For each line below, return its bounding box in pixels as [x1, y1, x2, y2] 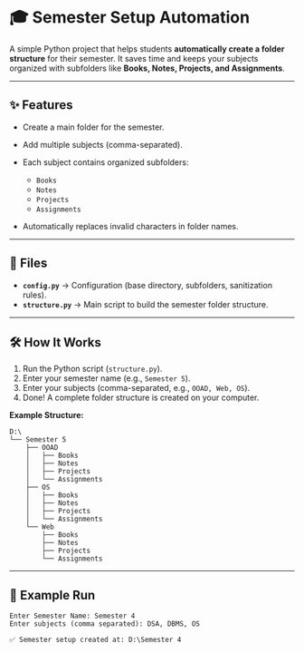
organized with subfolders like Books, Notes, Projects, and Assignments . [9, 63, 285, 73]
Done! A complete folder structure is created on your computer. [22, 392, 260, 404]
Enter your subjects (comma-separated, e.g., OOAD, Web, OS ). [22, 383, 251, 394]
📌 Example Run [9, 587, 96, 603]
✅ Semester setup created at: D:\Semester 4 [9, 636, 182, 645]
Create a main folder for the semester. [22, 122, 165, 132]
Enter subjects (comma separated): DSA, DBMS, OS [9, 619, 201, 629]
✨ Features [9, 97, 73, 113]
